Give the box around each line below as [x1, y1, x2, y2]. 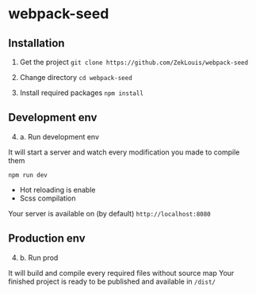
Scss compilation [19, 193, 77, 203]
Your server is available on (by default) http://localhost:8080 [8, 208, 212, 218]
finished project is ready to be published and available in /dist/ [8, 277, 216, 286]
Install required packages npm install [19, 88, 144, 97]
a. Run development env [19, 132, 100, 141]
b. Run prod [19, 253, 59, 262]
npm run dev [8, 171, 48, 179]
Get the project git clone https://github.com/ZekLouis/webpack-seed [19, 57, 248, 67]
